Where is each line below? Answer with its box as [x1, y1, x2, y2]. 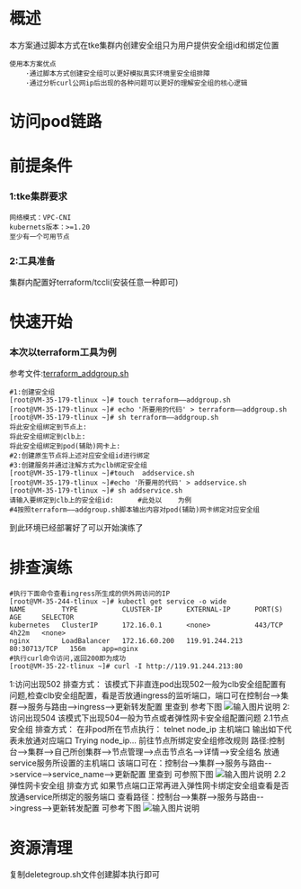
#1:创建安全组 [9, 388, 56, 397]
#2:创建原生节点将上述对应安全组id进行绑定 [9, 451, 150, 460]
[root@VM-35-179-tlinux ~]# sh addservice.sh [9, 486, 182, 495]
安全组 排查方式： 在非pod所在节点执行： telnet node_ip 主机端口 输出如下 [9, 724, 285, 735]
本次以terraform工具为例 [9, 346, 117, 358]
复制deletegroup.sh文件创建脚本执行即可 [9, 869, 160, 880]
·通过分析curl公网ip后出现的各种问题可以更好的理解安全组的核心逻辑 [25, 78, 248, 87]
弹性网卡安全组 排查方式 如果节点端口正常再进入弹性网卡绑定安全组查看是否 [9, 780, 289, 791]
